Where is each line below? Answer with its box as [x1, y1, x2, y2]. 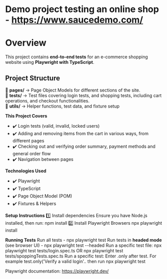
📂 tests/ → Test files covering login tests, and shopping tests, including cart [5, 92, 162, 99]
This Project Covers [5, 113, 48, 119]
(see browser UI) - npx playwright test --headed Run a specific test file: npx [5, 242, 162, 248]
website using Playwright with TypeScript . [5, 59, 94, 65]
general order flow [12, 150, 51, 156]
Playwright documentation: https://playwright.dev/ [5, 268, 109, 274]
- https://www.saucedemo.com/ [5, 14, 143, 26]
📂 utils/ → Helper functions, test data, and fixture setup [5, 103, 120, 109]
